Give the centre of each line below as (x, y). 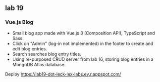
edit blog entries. (29, 48)
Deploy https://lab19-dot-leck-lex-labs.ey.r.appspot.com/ (63, 74)
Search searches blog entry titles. (47, 54)
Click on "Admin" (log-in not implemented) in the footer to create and (83, 43)
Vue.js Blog (19, 22)
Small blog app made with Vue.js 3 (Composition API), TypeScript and (83, 33)
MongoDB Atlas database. (39, 64)
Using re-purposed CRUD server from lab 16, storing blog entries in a (83, 59)
